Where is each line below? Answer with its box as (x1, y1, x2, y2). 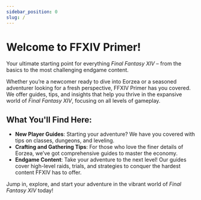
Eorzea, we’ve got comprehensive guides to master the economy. (14, 150, 178, 157)
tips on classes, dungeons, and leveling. (14, 137, 115, 144)
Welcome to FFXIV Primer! (6, 40, 141, 54)
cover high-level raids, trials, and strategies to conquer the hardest (14, 163, 181, 170)
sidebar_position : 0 (6, 8, 58, 15)
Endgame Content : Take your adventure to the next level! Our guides (14, 156, 187, 163)
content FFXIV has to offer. (14, 169, 82, 176)
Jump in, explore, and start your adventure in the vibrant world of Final (6, 181, 182, 188)
